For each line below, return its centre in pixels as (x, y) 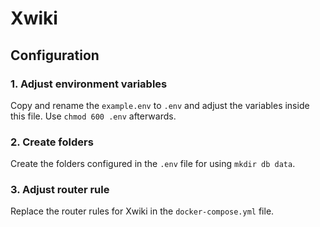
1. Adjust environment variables (89, 84)
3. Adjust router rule (60, 190)
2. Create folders (52, 142)
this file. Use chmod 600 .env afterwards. (93, 116)
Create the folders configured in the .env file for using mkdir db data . (153, 164)
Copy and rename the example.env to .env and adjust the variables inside (160, 105)
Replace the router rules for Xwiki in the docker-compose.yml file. (142, 211)
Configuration (55, 55)
